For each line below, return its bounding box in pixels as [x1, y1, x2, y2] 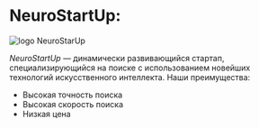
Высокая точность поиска [22, 89, 123, 100]
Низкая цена [22, 108, 71, 119]
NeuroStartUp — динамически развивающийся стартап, [9, 52, 225, 63]
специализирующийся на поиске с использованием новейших [9, 62, 251, 73]
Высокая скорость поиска [22, 98, 124, 109]
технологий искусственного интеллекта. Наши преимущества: [9, 71, 251, 82]
